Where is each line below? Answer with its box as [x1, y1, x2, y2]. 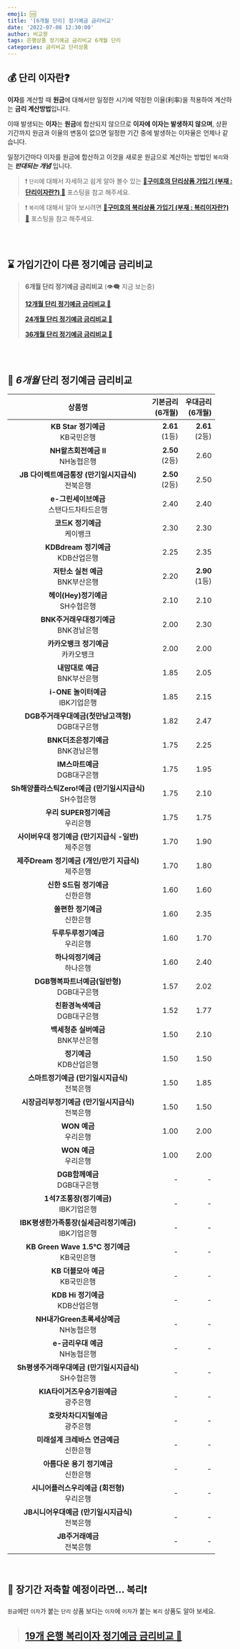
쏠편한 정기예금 [54, 904, 102, 914]
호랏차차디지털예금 [48, 1411, 109, 1421]
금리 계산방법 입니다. [14, 104, 71, 113]
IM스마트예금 [56, 759, 99, 769]
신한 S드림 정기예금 [47, 880, 109, 890]
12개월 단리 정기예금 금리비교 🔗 [24, 299, 111, 308]
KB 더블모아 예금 [51, 1266, 105, 1276]
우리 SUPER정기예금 [45, 808, 111, 818]
